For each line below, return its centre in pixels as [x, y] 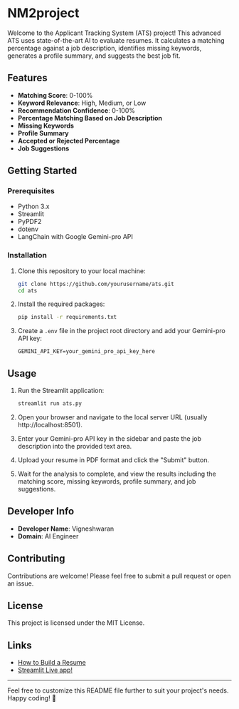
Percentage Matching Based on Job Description [90, 118]
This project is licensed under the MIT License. [76, 623]
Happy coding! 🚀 [32, 698]
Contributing [36, 559]
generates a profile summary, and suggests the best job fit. [94, 56]
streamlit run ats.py [49, 404]
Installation [27, 255]
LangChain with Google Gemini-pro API [75, 237]
